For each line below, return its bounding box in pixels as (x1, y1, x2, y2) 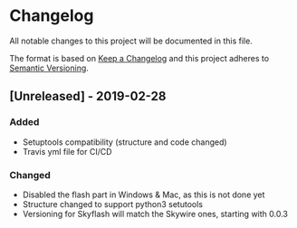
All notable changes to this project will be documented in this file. (9, 35, 254, 46)
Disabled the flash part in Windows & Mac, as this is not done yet (22, 189, 265, 200)
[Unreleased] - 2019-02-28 (9, 89, 167, 104)
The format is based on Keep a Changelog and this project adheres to (9, 52, 270, 63)
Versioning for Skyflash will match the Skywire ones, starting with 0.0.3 (22, 208, 288, 219)
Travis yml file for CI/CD (22, 146, 112, 157)
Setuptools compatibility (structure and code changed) (22, 137, 228, 147)
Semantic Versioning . (9, 62, 89, 73)
